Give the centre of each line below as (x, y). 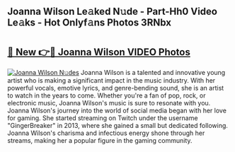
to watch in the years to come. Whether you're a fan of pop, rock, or (107, 95)
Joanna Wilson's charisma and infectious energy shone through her (106, 133)
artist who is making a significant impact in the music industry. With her (111, 80)
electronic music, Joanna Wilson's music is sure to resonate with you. (109, 103)
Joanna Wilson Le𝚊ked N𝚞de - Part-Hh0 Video (113, 12)
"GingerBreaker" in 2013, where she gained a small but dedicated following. (118, 125)
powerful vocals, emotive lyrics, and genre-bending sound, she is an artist (116, 88)
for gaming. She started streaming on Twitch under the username (103, 118)
